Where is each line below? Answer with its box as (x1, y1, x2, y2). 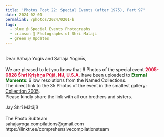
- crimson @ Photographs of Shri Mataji (10, 31, 97, 36)
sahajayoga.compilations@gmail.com (5, 121, 84, 127)
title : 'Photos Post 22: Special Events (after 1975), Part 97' (5, 7, 146, 13)
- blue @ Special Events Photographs (10, 27, 91, 32)
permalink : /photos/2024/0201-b (5, 17, 74, 22)
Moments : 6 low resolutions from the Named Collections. (5, 77, 127, 83)
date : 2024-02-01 (5, 12, 43, 17)
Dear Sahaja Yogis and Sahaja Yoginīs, (5, 55, 87, 61)
